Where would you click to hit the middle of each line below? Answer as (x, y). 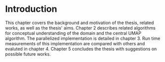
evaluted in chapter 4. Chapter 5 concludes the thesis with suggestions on (81, 49)
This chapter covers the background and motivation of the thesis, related (80, 23)
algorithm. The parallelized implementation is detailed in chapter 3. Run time (83, 38)
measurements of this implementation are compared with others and (75, 43)
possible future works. (28, 54)
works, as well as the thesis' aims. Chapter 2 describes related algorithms (81, 28)
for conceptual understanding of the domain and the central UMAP (73, 33)
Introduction (31, 9)
